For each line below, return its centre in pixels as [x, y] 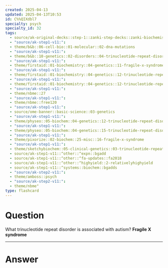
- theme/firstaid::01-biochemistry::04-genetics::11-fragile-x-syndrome [87, 65]
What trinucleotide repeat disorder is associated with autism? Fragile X [78, 229]
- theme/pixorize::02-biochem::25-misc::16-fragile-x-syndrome [77, 140]
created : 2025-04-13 [27, 10]
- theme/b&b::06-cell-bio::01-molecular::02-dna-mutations [72, 47]
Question [24, 215]
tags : [11, 33]
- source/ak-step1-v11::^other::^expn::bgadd [58, 154]
